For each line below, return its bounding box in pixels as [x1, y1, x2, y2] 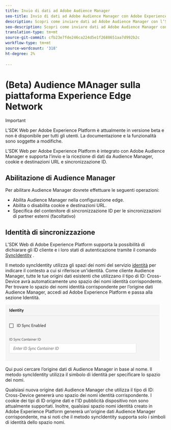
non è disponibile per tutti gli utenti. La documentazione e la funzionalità [5, 133, 157, 139]
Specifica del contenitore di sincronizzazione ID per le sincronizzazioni [12, 208, 161, 214]
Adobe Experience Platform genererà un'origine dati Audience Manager [5, 409, 156, 415]
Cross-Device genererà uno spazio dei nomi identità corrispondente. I [5, 392, 152, 398]
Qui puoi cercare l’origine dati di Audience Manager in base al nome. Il [5, 366, 153, 372]
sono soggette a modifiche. [5, 138, 63, 145]
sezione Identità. [5, 295, 40, 301]
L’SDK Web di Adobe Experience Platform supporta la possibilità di [5, 242, 145, 248]
